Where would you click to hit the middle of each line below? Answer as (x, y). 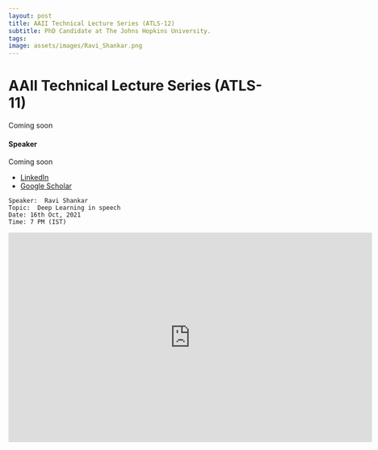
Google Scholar (46, 186)
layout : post (30, 16)
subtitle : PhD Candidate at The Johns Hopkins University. (110, 31)
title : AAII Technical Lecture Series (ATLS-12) (92, 23)
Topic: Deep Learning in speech (65, 208)
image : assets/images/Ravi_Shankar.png (76, 46)
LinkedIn (34, 178)
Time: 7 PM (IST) (38, 222)
